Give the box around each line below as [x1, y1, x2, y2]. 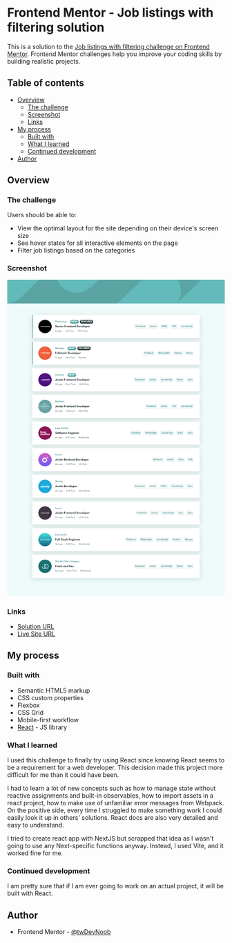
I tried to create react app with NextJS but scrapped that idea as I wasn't [7, 834, 214, 843]
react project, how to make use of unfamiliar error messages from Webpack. [7, 799, 224, 807]
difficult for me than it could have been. [7, 771, 119, 779]
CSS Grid [17, 708, 43, 717]
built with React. [7, 889, 53, 897]
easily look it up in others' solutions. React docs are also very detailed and [7, 814, 219, 822]
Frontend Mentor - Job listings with [7, 5, 214, 21]
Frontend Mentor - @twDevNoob [17, 928, 111, 936]
